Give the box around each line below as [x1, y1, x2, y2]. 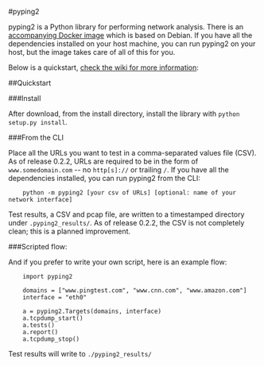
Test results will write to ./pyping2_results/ [8, 349, 153, 358]
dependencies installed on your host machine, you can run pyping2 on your [8, 39, 256, 48]
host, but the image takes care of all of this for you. [8, 48, 176, 56]
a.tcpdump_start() [22, 314, 83, 322]
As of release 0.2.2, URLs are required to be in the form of [8, 156, 199, 166]
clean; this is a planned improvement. [8, 226, 131, 236]
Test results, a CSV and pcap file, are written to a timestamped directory [8, 210, 245, 219]
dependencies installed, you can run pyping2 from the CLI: [8, 174, 201, 183]
